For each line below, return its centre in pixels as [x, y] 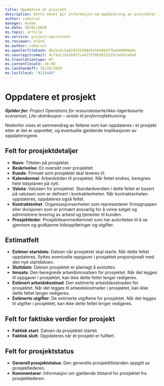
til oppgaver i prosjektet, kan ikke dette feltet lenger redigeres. [75, 278]
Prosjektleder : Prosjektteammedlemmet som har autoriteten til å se [80, 219]
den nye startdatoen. [33, 262]
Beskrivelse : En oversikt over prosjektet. [53, 168]
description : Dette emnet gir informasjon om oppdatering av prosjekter [81, 14]
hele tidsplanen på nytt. [36, 183]
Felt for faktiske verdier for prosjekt [60, 319]
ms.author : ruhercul [26, 46]
